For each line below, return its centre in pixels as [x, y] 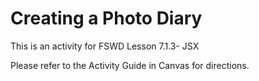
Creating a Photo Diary [106, 18]
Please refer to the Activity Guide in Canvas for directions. [130, 65]
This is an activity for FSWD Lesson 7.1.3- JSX [105, 46]
